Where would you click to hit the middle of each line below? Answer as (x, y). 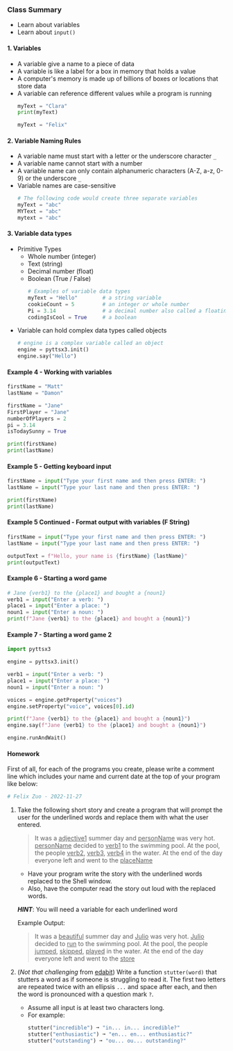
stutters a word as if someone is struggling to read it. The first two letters (121, 979)
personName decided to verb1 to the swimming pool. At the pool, (127, 846)
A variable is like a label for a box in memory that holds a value (106, 71)
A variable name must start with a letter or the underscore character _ (117, 156)
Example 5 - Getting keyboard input (59, 466)
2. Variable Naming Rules (44, 141)
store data (32, 86)
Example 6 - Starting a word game (57, 578)
